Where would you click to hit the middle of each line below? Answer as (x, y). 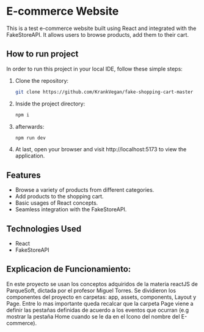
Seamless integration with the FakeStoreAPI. (71, 209)
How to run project (42, 54)
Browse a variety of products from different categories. (85, 190)
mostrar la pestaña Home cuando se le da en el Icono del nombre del (93, 316)
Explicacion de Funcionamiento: (69, 269)
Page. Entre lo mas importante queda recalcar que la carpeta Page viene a (100, 303)
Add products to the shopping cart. (59, 197)
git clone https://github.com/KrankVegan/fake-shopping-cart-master (104, 92)
